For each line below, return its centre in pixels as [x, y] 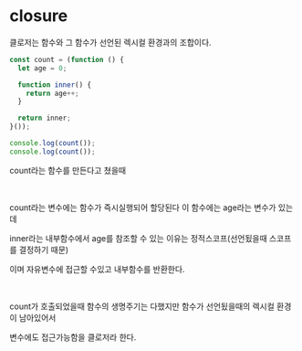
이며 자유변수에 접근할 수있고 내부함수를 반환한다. [97, 269]
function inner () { [55, 85]
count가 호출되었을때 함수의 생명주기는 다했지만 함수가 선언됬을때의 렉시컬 [142, 306]
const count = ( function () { [67, 59]
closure [39, 16]
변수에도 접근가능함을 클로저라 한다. [73, 337]
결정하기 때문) [44, 250]
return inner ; [44, 118]
